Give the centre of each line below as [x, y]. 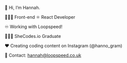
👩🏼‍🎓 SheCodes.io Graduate [33, 36]
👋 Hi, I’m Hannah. [22, 8]
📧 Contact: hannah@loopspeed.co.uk [43, 55]
